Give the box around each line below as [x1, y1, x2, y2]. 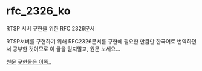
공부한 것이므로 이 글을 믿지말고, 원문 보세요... [12, 45, 121, 52]
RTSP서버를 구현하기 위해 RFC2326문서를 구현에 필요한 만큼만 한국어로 [6, 37, 176, 45]
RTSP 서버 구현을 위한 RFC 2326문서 [6, 25, 95, 32]
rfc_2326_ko [6, 4, 71, 18]
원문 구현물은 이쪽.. [6, 58, 51, 65]
